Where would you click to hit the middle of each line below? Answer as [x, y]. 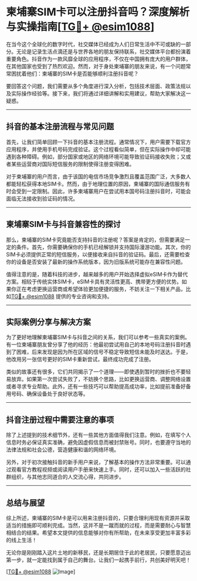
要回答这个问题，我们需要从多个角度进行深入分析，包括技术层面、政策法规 [96, 86]
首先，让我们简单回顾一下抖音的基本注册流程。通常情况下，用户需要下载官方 [98, 142]
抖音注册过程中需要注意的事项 [60, 420]
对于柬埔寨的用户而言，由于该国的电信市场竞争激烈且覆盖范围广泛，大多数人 [98, 176]
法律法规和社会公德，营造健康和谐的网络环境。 [62, 450]
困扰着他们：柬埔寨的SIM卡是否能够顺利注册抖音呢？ [75, 74]
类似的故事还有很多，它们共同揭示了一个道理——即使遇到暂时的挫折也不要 [96, 372]
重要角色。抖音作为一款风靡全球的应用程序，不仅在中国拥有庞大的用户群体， [98, 59]
